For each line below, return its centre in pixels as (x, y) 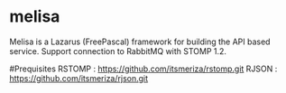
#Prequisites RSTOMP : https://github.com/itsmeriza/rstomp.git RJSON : (143, 69)
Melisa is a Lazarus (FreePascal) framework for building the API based (140, 42)
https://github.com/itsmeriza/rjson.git (79, 78)
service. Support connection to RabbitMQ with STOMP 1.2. (118, 51)
